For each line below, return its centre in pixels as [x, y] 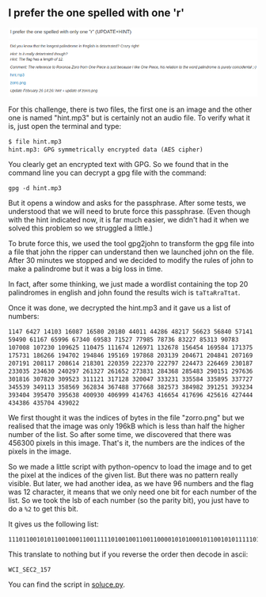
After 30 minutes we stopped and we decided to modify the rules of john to [131, 260]
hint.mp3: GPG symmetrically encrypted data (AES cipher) [106, 150]
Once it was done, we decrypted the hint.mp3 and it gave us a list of [120, 308]
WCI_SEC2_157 [30, 570]
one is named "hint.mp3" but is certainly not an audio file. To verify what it [129, 118]
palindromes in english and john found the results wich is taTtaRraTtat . [124, 293]
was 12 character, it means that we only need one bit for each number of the [133, 492]
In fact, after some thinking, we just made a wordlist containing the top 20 [128, 284]
